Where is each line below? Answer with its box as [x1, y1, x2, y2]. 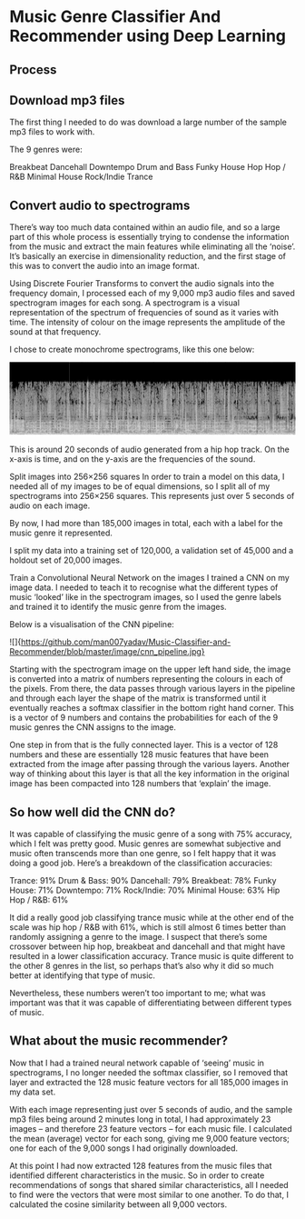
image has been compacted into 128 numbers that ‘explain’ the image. [9, 778, 271, 789]
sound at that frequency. [9, 326, 102, 337]
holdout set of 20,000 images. [9, 555, 123, 565]
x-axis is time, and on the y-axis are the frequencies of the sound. [9, 454, 256, 465]
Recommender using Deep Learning [9, 25, 287, 46]
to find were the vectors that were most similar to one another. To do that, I [9, 1189, 289, 1200]
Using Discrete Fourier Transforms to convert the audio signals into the [9, 278, 275, 289]
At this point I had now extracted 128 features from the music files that [9, 1160, 272, 1171]
